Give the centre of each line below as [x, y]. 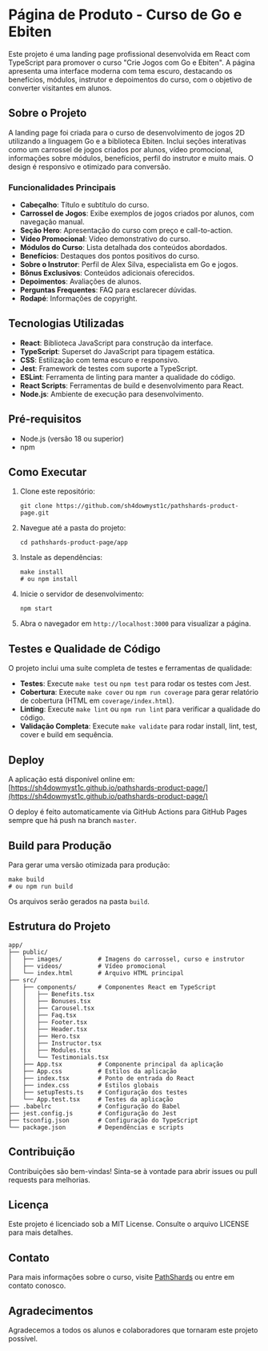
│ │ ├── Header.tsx [48, 1029]
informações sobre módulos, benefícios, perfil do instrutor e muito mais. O [131, 158]
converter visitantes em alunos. [60, 88]
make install [42, 572]
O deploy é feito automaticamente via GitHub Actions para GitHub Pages [128, 812]
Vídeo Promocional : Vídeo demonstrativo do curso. [105, 239]
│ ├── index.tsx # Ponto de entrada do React [102, 1078]
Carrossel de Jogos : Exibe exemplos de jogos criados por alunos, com [137, 213]
